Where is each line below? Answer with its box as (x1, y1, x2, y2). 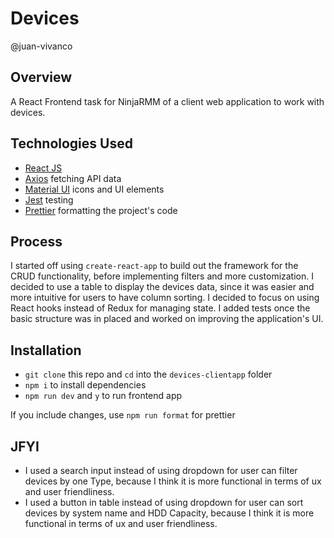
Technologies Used (10, 135, 133, 152)
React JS (24, 162, 63, 174)
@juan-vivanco (10, 40, 73, 52)
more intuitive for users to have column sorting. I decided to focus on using (10, 292, 320, 304)
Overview (10, 69, 73, 86)
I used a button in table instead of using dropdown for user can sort (24, 497, 304, 508)
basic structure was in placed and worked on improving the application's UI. (10, 313, 324, 325)
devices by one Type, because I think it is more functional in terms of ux (24, 475, 322, 487)
